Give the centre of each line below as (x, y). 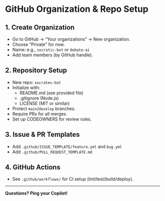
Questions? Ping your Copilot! (36, 193)
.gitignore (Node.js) (39, 98)
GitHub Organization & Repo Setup (77, 9)
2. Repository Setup (36, 70)
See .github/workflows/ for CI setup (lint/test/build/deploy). (73, 179)
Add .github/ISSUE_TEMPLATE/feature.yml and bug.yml (67, 146)
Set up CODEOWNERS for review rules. (52, 119)
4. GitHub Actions (33, 167)
